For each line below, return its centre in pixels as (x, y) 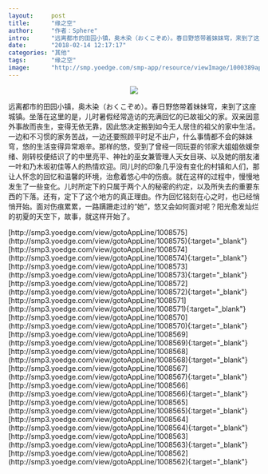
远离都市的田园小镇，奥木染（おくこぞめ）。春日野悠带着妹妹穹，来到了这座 (132, 106)
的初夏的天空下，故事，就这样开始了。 (71, 216)
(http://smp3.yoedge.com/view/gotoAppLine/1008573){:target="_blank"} (128, 275)
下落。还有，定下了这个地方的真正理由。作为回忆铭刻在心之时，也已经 (137, 196)
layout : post (37, 16)
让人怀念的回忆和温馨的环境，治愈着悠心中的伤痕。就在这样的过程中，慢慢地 (134, 176)
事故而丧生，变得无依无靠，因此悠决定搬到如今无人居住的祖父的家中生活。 (137, 126)
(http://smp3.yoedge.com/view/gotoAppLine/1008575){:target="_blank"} (128, 241)
